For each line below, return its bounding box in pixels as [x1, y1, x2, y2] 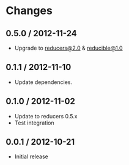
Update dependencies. [14, 78, 73, 86]
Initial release [14, 153, 48, 160]
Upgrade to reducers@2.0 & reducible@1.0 [14, 44, 123, 52]
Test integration [14, 119, 54, 126]
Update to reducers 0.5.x [14, 112, 78, 120]
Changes [6, 4, 53, 18]
